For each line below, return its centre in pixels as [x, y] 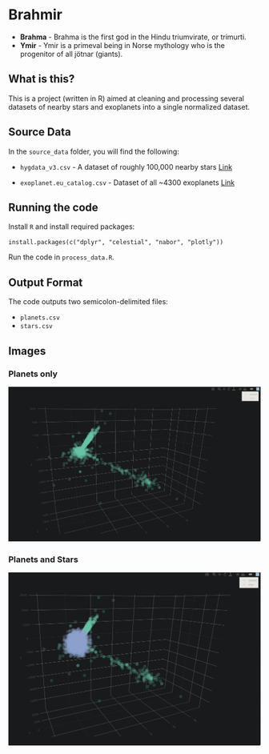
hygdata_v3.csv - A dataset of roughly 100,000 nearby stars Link [126, 166]
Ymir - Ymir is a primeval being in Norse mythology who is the [122, 45]
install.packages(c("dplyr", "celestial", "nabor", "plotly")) [116, 243]
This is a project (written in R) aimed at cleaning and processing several [126, 98]
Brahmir [35, 15]
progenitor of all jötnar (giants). [71, 54]
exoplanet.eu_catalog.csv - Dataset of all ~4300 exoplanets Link [127, 182]
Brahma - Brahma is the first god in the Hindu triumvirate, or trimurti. [133, 37]
